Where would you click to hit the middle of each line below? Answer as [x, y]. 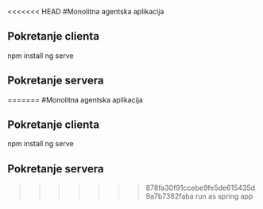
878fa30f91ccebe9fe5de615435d [201, 188]
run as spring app [224, 196]
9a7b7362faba [170, 196]
